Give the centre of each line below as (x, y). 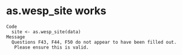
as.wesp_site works (56, 11)
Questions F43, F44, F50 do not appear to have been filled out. (94, 42)
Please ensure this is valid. (51, 47)
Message (16, 37)
